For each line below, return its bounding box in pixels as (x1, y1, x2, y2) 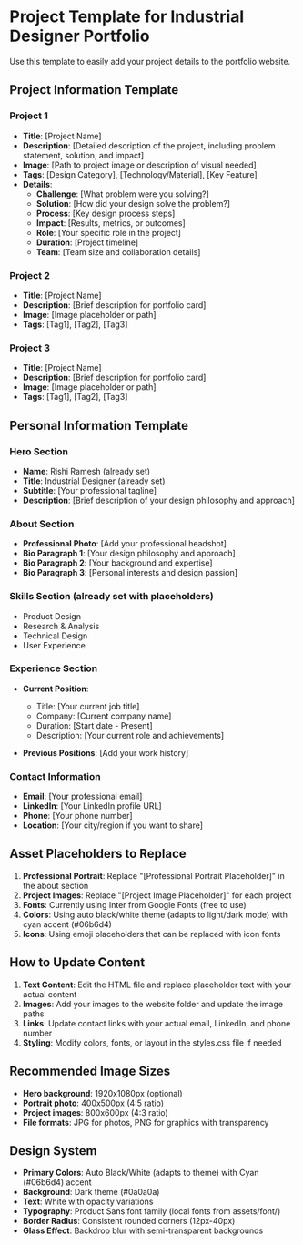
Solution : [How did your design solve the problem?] (35, 198, 230, 209)
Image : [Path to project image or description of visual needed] (22, 159, 257, 170)
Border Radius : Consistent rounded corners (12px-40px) (22, 1216, 236, 1227)
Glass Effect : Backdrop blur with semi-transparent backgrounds (22, 1225, 264, 1236)
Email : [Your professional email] (22, 791, 143, 802)
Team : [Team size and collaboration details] (35, 246, 201, 257)
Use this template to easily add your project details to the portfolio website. (9, 56, 291, 66)
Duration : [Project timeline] (35, 237, 139, 248)
